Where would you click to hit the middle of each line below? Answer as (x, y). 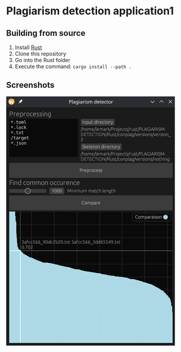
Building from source (46, 33)
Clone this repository (40, 54)
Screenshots (30, 85)
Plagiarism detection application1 (90, 11)
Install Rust (28, 47)
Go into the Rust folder (42, 60)
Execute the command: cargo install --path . (73, 66)
